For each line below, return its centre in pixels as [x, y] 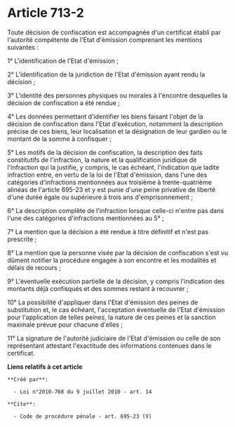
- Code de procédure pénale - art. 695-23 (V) [83, 416]
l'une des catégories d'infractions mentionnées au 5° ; [86, 218]
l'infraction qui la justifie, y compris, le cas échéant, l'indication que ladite [113, 167]
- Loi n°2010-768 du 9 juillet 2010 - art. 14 [83, 392]
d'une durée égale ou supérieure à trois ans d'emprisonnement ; [100, 197]
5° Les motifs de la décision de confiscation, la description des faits [105, 152]
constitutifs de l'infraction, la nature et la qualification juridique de [102, 160]
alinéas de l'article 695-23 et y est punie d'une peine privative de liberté [112, 189]
